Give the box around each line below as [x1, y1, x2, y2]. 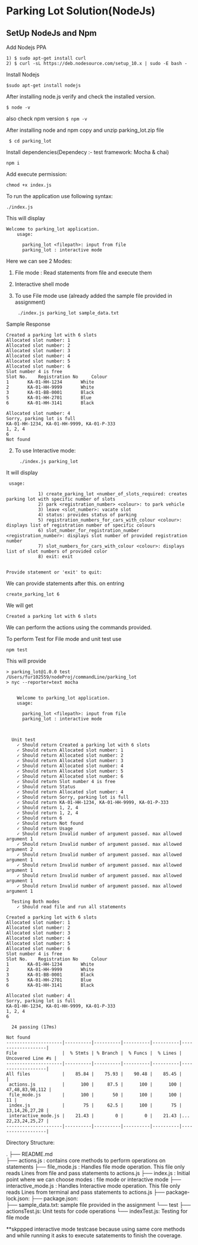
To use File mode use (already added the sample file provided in [14, 292, 172, 299]
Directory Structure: [6, 1139, 55, 1146]
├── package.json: [30, 1195, 78, 1202]
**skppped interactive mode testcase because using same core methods [6, 1225, 186, 1232]
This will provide [6, 658, 46, 664]
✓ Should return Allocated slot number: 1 [17, 747, 124, 753]
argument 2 [6, 846, 33, 852]
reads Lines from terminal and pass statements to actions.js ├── [6, 1189, 165, 1195]
